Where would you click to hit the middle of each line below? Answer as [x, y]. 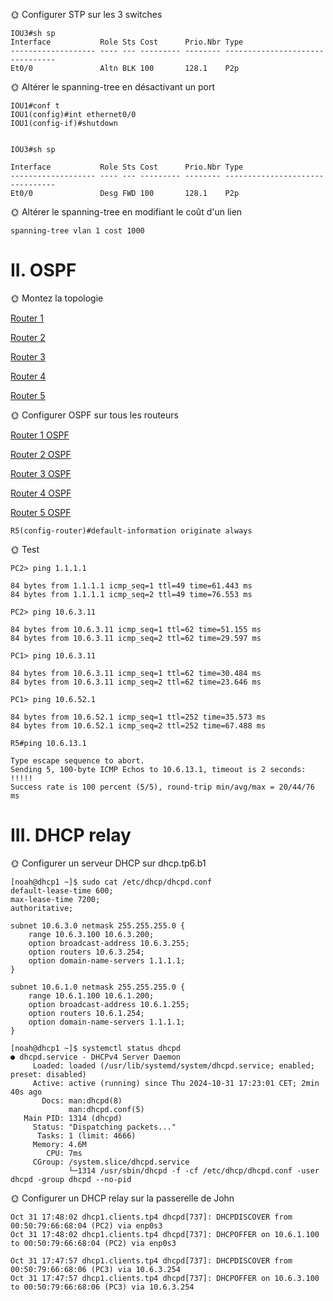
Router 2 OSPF [41, 454]
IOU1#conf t [35, 106]
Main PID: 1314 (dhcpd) [73, 1118]
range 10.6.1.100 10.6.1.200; [91, 995]
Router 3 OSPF [41, 473]
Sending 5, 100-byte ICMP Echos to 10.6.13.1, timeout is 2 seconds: [158, 769]
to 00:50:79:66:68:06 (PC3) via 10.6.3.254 [102, 1287]
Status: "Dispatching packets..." [104, 1127]
